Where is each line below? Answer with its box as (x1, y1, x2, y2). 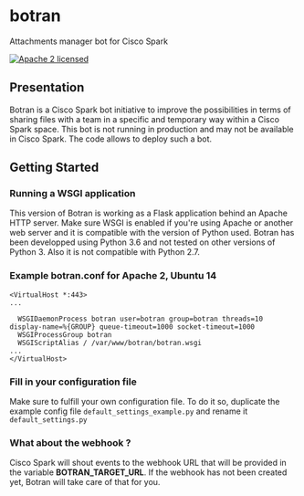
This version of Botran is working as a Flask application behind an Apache (9, 207, 288, 219)
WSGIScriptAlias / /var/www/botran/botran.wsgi (17, 338, 203, 347)
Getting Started (9, 160, 100, 175)
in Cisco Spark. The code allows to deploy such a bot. (9, 133, 213, 144)
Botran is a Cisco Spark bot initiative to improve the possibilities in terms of (9, 104, 292, 115)
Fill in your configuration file (9, 375, 137, 388)
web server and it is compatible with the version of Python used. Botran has (9, 227, 295, 238)
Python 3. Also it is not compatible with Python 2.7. (9, 247, 201, 258)
